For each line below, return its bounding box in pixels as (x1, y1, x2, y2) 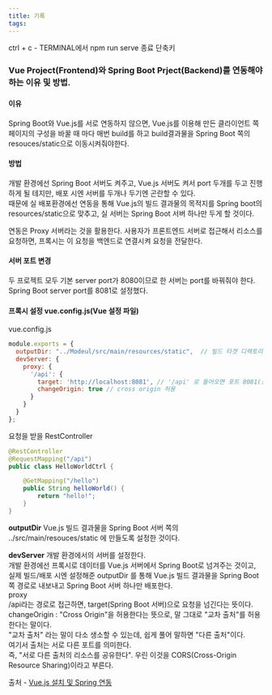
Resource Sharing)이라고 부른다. (8, 660, 114, 670)
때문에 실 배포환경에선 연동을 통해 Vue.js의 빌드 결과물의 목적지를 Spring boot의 (8, 198, 263, 208)
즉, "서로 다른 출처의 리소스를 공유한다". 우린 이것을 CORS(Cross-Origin (8, 650, 237, 659)
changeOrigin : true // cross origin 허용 (37, 385, 176, 393)
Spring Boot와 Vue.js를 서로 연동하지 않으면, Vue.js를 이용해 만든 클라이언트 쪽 (8, 118, 260, 128)
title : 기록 (8, 11, 46, 20)
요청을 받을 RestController (8, 431, 93, 440)
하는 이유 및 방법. (8, 77, 71, 88)
